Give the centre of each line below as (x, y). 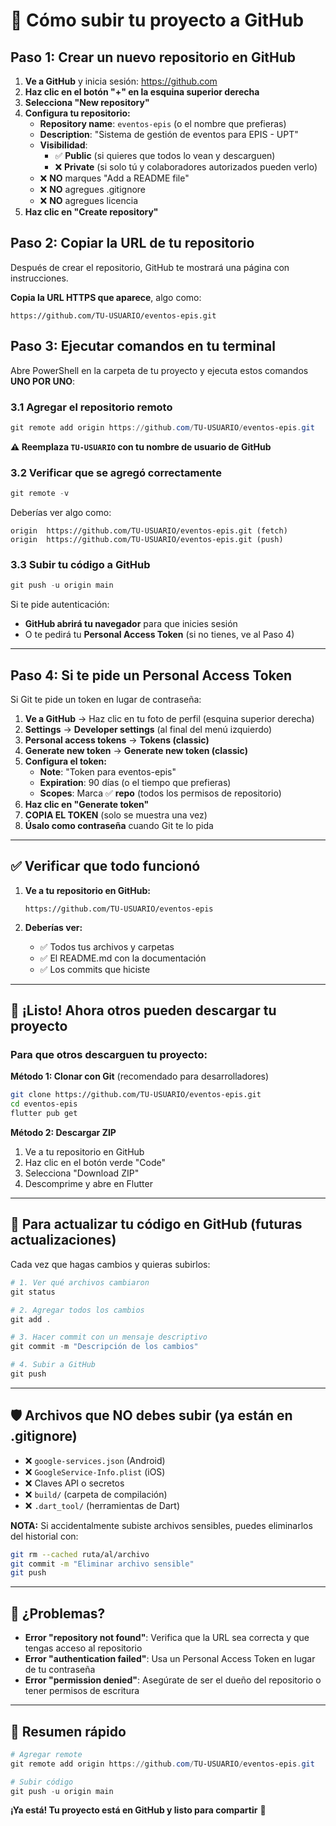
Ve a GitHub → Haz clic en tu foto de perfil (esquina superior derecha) (169, 718)
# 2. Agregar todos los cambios (77, 1310)
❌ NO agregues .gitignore (93, 189)
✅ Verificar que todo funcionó (105, 866)
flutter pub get (44, 1114)
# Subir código (42, 1782)
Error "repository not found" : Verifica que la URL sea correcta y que (167, 1638)
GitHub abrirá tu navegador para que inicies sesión (131, 624)
